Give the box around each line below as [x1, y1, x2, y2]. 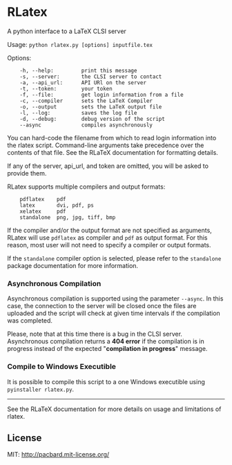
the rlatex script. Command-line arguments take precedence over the [7, 141, 204, 149]
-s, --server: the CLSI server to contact [19, 73, 162, 80]
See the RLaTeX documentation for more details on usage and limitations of [7, 405, 222, 413]
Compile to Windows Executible [7, 362, 116, 372]
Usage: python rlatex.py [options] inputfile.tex [7, 40, 153, 48]
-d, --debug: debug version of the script [19, 115, 166, 122]
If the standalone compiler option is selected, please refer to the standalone [7, 254, 222, 263]
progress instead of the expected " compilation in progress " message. [7, 345, 208, 353]
